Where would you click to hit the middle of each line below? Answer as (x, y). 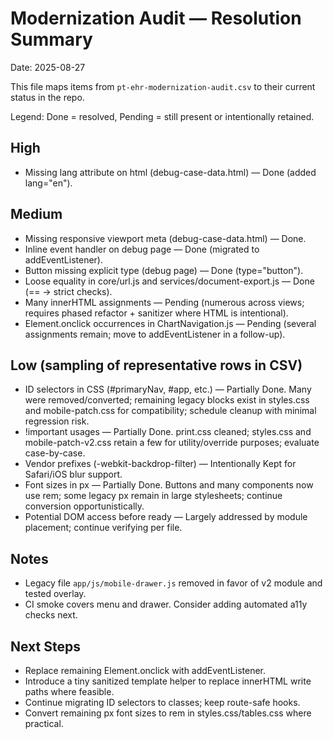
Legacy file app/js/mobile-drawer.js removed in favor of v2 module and (173, 583)
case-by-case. (55, 453)
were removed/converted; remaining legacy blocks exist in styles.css (167, 400)
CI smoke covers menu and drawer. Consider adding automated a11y (166, 604)
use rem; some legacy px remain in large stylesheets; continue (153, 496)
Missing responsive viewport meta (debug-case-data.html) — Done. (165, 238)
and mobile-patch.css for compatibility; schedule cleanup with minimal (170, 411)
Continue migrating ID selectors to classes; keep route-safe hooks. (162, 702)
